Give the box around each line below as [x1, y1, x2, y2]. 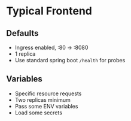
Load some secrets [14, 109, 63, 116]
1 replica [14, 50, 36, 58]
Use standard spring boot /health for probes [14, 57, 126, 63]
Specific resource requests [14, 90, 82, 97]
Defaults [6, 28, 39, 38]
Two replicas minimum [14, 96, 71, 103]
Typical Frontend [6, 4, 93, 18]
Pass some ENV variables [14, 102, 78, 110]
